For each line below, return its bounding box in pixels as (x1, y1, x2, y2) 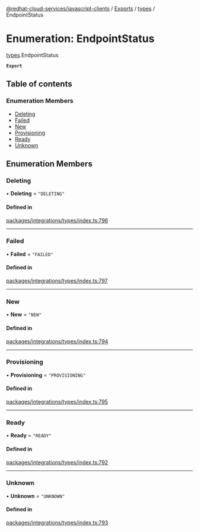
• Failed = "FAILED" (6, 250, 54, 257)
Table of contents (6, 79, 72, 89)
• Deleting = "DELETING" (6, 190, 65, 197)
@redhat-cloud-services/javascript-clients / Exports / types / (6, 5, 155, 12)
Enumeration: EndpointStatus (6, 32, 155, 46)
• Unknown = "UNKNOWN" (6, 492, 65, 499)
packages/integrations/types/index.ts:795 (6, 398, 108, 405)
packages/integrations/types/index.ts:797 (6, 278, 108, 285)
